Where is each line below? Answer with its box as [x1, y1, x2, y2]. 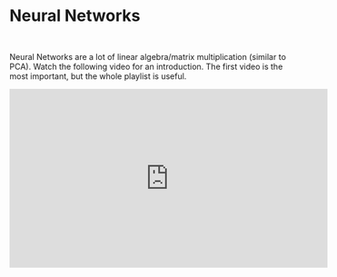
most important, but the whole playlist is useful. [9, 70, 187, 82]
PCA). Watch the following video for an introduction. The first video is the [9, 61, 283, 72]
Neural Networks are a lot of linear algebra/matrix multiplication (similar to [9, 51, 286, 62]
